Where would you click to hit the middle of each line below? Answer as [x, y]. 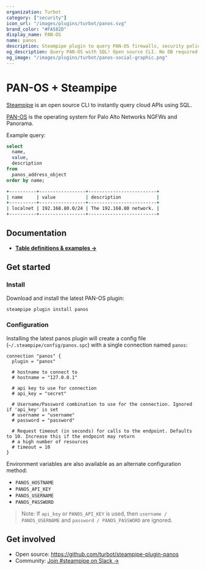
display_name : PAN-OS [34, 35]
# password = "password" [43, 420]
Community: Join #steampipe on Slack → [67, 560]
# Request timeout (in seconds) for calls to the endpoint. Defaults [102, 431]
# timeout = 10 [31, 447]
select [15, 146]
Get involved [31, 539]
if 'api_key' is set [33, 410]
